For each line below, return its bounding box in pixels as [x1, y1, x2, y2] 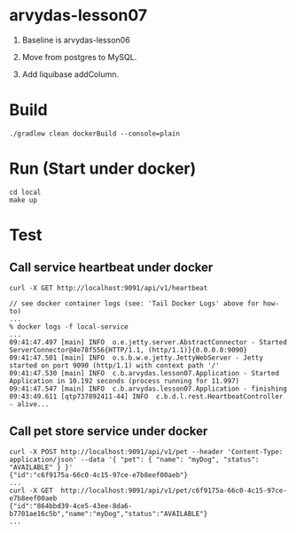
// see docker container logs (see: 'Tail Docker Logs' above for [9, 298, 260, 308]
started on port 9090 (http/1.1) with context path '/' [9, 360, 220, 370]
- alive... [9, 399, 50, 408]
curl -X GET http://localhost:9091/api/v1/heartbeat [9, 283, 208, 292]
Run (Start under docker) [9, 158, 197, 179]
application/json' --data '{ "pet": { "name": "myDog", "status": [9, 455, 260, 464]
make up [9, 196, 38, 205]
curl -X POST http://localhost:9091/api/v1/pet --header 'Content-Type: [9, 447, 284, 456]
